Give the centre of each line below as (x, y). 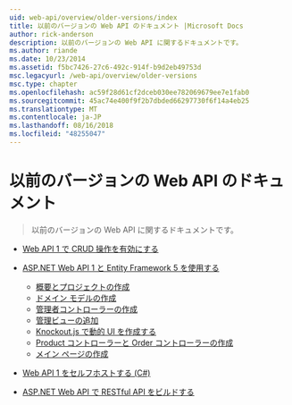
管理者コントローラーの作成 (87, 308)
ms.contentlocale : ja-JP (55, 117)
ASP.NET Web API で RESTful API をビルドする (108, 392)
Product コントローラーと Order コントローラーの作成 (134, 342)
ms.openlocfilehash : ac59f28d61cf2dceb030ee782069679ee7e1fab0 (129, 92)
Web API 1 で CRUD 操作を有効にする (90, 249)
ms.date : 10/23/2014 (48, 59)
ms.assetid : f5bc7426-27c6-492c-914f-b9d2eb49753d (105, 68)
